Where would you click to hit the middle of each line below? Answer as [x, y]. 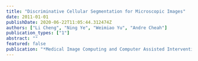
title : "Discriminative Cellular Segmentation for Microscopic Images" [96, 11]
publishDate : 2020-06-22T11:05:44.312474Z [59, 22]
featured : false [26, 44]
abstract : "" [22, 38]
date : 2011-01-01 [27, 17]
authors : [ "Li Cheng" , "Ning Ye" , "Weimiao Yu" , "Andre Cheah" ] [87, 28]
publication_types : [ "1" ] [38, 33]
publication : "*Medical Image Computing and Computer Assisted [85, 49]
